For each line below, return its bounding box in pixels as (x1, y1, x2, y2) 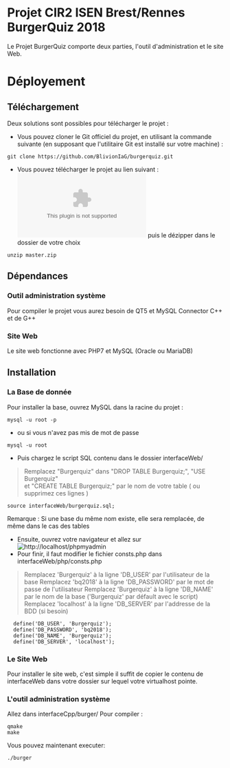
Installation (7, 367, 56, 378)
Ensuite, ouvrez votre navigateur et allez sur (16, 535, 142, 543)
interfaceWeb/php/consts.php (16, 557, 102, 565)
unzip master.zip (7, 251, 57, 259)
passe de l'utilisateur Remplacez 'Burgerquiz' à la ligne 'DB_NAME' (23, 585, 214, 593)
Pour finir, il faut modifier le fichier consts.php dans (16, 549, 163, 558)
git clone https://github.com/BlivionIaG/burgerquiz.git (7, 153, 174, 160)
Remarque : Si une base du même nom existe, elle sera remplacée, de (7, 514, 205, 522)
